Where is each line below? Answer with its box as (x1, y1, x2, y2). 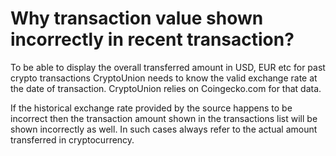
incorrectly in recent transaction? (10, 28, 295, 51)
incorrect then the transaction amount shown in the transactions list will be (10, 112, 318, 124)
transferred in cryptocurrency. (10, 133, 135, 146)
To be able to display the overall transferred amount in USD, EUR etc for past (10, 61, 326, 73)
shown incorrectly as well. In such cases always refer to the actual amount (10, 123, 318, 135)
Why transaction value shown (10, 7, 264, 30)
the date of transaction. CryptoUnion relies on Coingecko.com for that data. (10, 82, 322, 94)
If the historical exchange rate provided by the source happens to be (10, 102, 293, 114)
